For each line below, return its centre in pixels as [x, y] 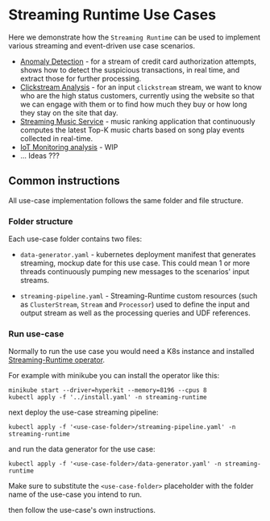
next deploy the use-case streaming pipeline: [83, 412]
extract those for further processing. [81, 78]
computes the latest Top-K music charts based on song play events [132, 130]
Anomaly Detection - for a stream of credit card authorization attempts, [138, 61]
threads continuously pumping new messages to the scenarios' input [135, 272]
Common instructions [64, 181]
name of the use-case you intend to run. [75, 494]
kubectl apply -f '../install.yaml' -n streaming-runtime [108, 398]
